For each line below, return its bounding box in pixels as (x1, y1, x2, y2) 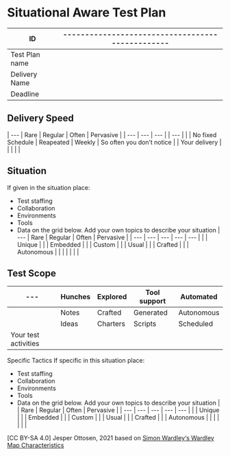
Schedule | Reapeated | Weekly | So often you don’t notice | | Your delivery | (7, 138, 222, 146)
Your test (10, 331, 40, 340)
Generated (133, 308, 168, 317)
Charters (97, 319, 125, 328)
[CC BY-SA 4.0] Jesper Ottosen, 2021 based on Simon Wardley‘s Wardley (7, 434, 214, 442)
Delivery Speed (7, 112, 74, 124)
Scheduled (178, 319, 214, 328)
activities (10, 339, 40, 348)
